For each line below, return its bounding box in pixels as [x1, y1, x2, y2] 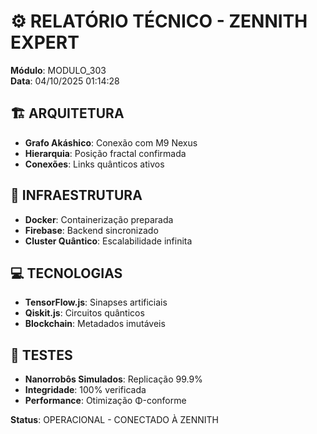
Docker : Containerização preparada [24, 213, 174, 225]
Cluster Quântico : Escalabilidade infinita [24, 235, 193, 247]
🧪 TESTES [10, 346, 73, 364]
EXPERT [10, 31, 80, 54]
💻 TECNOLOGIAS [10, 265, 123, 282]
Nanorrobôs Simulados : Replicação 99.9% [24, 373, 203, 385]
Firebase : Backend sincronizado [24, 224, 159, 236]
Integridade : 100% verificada [24, 384, 147, 396]
